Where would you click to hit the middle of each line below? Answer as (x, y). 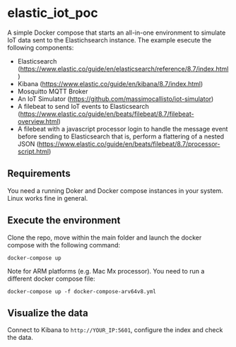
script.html (33, 151)
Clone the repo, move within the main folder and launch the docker (105, 237)
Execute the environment (64, 220)
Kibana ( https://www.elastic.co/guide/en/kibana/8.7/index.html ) (110, 83)
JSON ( (28, 143)
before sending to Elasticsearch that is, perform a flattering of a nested (121, 136)
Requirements (39, 173)
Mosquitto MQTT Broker (53, 91)
